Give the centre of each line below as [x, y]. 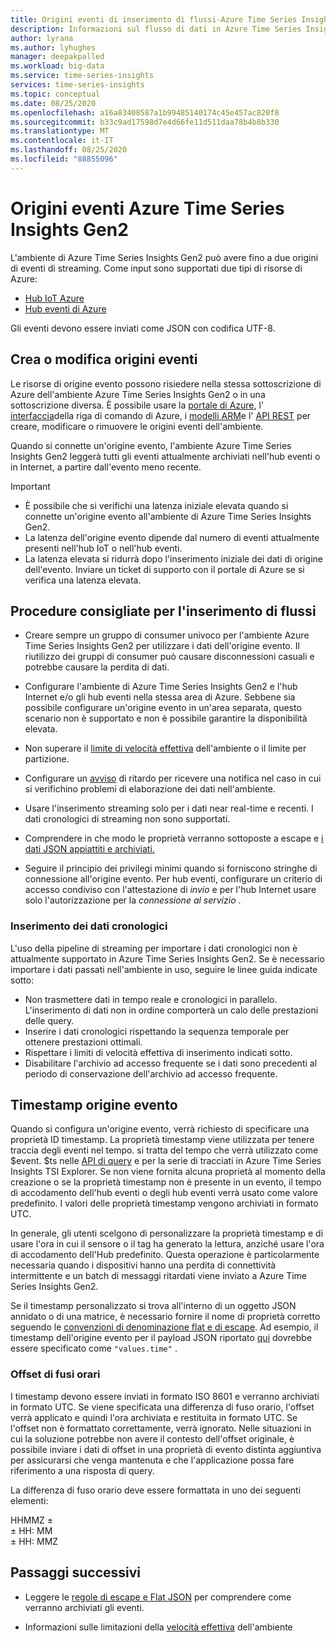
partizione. [47, 759]
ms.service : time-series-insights [82, 76]
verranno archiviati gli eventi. [84, 1607]
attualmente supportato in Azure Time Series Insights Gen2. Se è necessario [167, 958]
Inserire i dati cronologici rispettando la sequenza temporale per [157, 1031]
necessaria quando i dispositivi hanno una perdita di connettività [143, 1265]
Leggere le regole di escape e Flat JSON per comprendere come [158, 1597]
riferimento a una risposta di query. [82, 1470]
